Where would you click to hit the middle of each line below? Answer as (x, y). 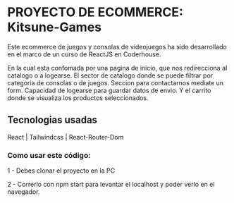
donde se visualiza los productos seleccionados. (78, 98)
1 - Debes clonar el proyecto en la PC (61, 171)
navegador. (24, 192)
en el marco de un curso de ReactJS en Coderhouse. (84, 54)
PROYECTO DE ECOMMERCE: (95, 12)
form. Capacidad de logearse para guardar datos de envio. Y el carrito (109, 90)
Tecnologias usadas (52, 120)
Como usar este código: (49, 155)
